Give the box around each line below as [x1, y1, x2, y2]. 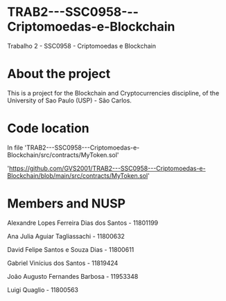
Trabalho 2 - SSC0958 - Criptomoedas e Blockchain [7, 42, 157, 50]
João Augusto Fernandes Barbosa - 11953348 [7, 272, 139, 280]
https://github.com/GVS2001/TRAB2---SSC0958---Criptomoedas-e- [9, 164, 206, 172]
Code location [7, 120, 90, 136]
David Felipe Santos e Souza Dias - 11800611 [7, 245, 134, 253]
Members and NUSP [7, 196, 126, 211]
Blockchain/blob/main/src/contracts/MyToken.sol [7, 171, 148, 180]
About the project [7, 66, 111, 82]
